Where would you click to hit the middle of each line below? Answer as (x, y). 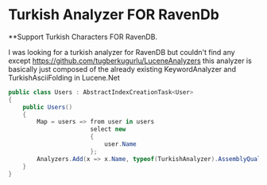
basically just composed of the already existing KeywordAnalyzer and (122, 69)
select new (108, 129)
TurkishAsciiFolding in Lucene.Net (64, 77)
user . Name (120, 144)
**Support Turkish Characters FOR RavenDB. (83, 37)
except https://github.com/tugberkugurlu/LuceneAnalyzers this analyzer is (130, 61)
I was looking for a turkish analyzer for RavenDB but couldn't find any (122, 52)
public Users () (48, 107)
